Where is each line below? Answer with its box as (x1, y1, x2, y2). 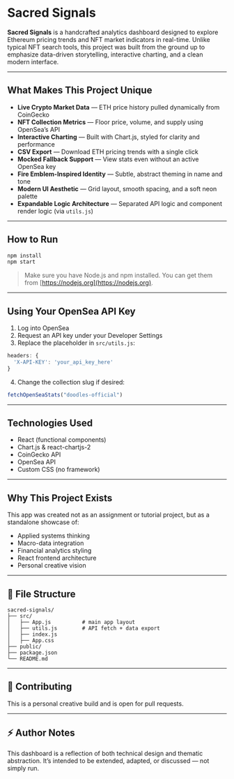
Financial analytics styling (17, 547, 92, 555)
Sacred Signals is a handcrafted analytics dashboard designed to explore (7, 28, 219, 36)
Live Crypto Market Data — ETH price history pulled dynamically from (17, 103, 220, 111)
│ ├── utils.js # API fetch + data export (7, 625, 160, 632)
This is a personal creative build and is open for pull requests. (7, 699, 184, 708)
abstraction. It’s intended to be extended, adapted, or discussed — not (7, 756, 210, 765)
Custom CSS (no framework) (17, 466, 100, 474)
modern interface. (7, 57, 59, 66)
